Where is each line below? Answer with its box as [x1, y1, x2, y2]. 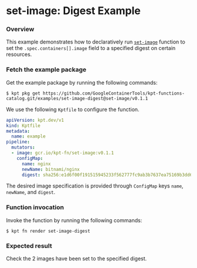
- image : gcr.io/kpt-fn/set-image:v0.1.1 [11, 150, 114, 156]
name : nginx [21, 160, 51, 167]
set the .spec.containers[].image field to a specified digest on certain [6, 45, 176, 52]
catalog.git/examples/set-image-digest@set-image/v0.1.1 [6, 95, 148, 101]
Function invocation [6, 203, 64, 212]
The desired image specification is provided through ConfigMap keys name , [6, 182, 184, 189]
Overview [6, 25, 35, 33]
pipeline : [6, 139, 30, 145]
